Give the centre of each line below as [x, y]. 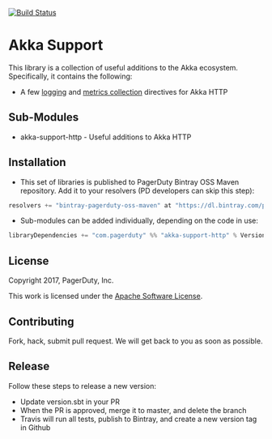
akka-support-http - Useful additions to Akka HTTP [106, 137]
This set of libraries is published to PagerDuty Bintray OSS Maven [130, 181]
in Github [35, 427]
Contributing [41, 321]
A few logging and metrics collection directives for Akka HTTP [124, 92]
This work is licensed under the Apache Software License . [106, 296]
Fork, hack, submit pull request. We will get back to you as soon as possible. [136, 341]
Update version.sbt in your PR [70, 402]
